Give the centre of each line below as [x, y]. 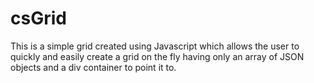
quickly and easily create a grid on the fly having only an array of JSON [157, 56]
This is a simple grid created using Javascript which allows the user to [155, 46]
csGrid [38, 18]
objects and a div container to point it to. [93, 67]
